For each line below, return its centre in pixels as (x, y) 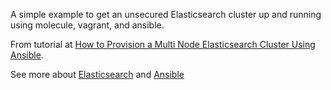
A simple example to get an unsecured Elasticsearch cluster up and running (166, 14)
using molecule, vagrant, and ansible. (87, 25)
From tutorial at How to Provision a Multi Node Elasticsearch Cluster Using (163, 44)
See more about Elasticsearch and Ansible (97, 74)
